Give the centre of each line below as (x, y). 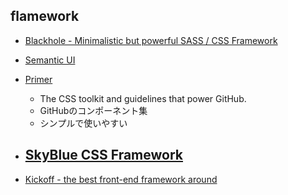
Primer (38, 79)
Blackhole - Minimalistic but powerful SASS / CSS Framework (151, 40)
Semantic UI (50, 60)
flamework (45, 16)
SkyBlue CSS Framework (104, 155)
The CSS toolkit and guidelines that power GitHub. (143, 98)
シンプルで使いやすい (83, 123)
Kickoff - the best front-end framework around (121, 179)
